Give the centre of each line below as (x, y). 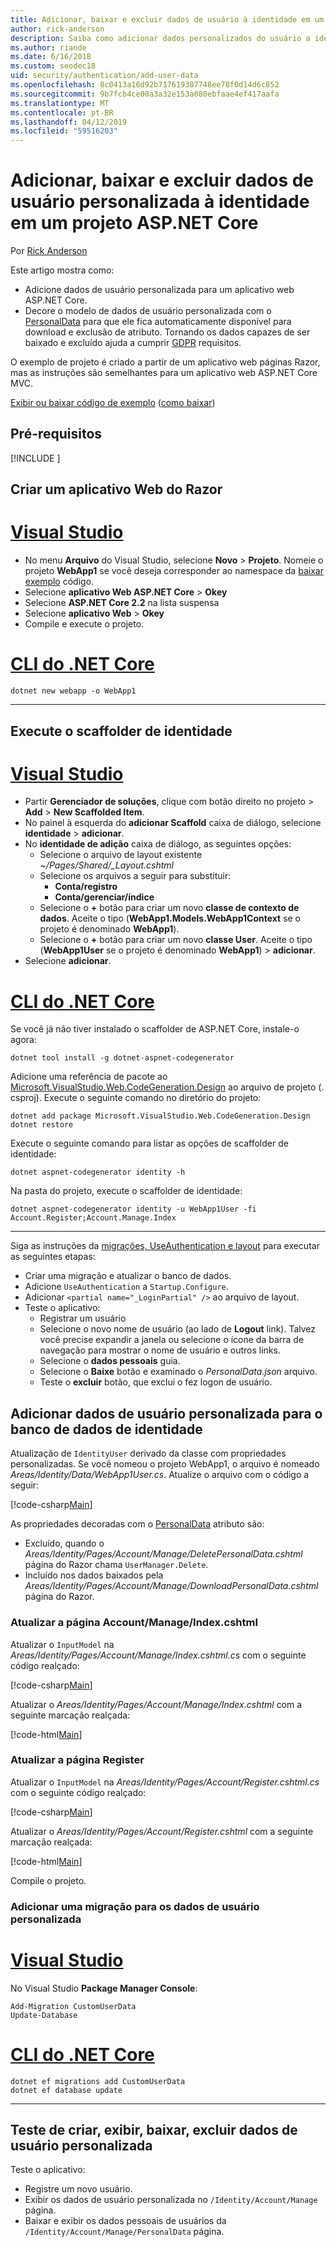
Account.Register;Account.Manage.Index (93, 1218)
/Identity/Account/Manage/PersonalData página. (124, 2232)
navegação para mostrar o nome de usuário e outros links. (160, 1350)
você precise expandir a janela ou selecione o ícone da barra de (172, 1340)
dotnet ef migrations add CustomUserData (98, 2081)
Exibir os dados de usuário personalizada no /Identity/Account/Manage (171, 2200)
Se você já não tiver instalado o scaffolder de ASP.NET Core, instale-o (155, 1029)
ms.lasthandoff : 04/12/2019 (69, 122)
